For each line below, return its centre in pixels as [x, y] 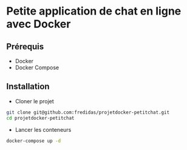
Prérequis [25, 46]
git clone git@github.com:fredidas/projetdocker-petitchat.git [88, 112]
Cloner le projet [35, 101]
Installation [28, 87]
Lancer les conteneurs [43, 129]
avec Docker [39, 24]
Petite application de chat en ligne [94, 11]
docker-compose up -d [34, 141]
